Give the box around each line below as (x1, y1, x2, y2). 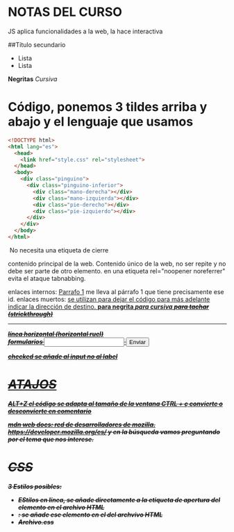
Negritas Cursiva (8, 74, 58, 83)
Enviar (128, 338, 147, 345)
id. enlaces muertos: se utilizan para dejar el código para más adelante (8, 295, 210, 303)
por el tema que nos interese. (8, 435, 94, 443)
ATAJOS (8, 377, 57, 393)
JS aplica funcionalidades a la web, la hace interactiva (8, 27, 163, 35)
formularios (8, 337, 43, 345)
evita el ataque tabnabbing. (8, 274, 86, 282)
